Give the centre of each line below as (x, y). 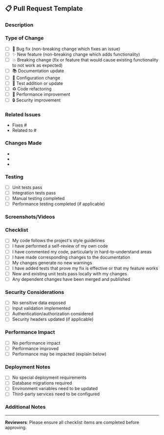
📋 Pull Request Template (44, 9)
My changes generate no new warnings (52, 263)
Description (19, 25)
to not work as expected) (37, 65)
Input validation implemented (41, 308)
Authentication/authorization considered (53, 314)
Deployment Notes (28, 367)
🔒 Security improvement (36, 100)
